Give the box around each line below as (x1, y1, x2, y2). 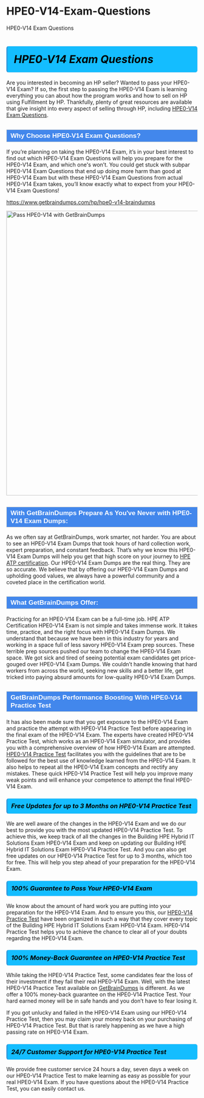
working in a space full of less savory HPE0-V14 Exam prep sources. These (6, 641, 195, 648)
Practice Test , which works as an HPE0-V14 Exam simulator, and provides (6, 737, 191, 745)
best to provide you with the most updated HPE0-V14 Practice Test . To (6, 826, 183, 833)
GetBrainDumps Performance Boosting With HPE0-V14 (10, 694, 182, 702)
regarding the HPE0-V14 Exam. (6, 934, 84, 942)
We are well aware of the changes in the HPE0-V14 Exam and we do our (6, 820, 186, 827)
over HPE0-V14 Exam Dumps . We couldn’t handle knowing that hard (27, 660, 197, 667)
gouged (6, 660, 26, 667)
